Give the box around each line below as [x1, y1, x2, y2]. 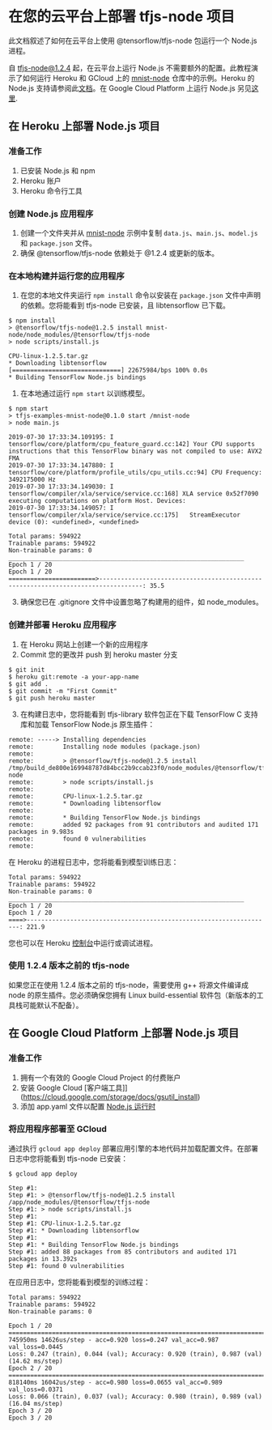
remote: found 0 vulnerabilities [8, 835, 147, 843]
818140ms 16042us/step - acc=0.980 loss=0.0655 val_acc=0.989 [8, 1378, 223, 1386]
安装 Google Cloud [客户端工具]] [19, 1083, 128, 1092]
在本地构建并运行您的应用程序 [8, 270, 125, 282]
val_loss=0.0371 [8, 1385, 63, 1394]
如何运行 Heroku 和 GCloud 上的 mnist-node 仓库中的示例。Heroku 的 [22, 73, 255, 83]
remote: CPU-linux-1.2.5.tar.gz [8, 792, 143, 800]
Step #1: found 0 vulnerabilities [8, 1262, 125, 1270]
